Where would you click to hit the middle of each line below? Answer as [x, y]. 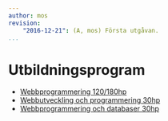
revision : [25, 23]
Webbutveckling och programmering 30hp [90, 100]
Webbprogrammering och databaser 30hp [90, 109]
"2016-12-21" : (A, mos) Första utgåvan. [91, 30]
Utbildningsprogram [77, 70]
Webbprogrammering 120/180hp [73, 92]
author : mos [28, 16]
